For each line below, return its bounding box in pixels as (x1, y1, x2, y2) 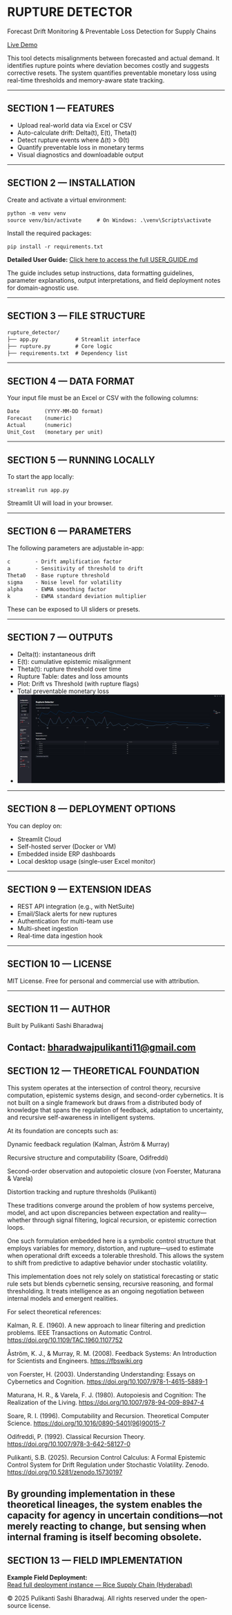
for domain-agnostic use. (7, 283, 79, 292)
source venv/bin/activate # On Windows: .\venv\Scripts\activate (7, 216, 212, 224)
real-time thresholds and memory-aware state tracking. (7, 76, 165, 84)
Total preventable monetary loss (17, 687, 109, 695)
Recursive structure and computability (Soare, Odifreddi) (7, 1153, 168, 1162)
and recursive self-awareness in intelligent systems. (7, 1113, 155, 1121)
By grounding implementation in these (7, 1487, 175, 1499)
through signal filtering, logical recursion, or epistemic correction (32, 1216, 217, 1224)
